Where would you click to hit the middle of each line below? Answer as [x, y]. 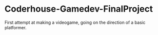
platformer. [16, 27]
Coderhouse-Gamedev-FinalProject [79, 9]
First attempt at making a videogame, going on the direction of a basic [75, 22]
